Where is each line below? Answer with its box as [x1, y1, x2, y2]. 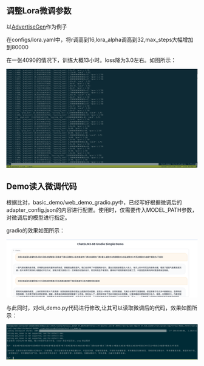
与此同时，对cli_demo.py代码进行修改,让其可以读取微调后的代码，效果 [6, 304, 182, 311]
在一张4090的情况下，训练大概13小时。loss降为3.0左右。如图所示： [6, 56, 177, 64]
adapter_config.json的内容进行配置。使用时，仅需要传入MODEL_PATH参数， [6, 206, 197, 214]
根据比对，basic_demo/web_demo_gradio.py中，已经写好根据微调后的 [6, 198, 182, 206]
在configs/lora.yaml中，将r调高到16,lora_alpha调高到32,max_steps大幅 [6, 36, 183, 43]
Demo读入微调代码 [6, 181, 77, 192]
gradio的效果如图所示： [6, 226, 66, 234]
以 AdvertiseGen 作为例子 [6, 23, 67, 30]
